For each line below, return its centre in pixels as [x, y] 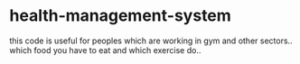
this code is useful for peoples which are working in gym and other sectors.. [151, 41]
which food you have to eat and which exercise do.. [105, 50]
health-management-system [121, 16]
